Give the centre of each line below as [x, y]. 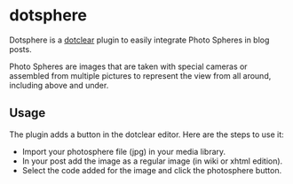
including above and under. [59, 85]
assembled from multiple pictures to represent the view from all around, [140, 75]
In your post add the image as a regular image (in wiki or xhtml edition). [152, 161]
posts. [21, 49]
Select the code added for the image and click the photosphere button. [152, 170]
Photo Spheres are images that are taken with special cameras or [128, 66]
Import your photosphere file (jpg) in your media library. [124, 151]
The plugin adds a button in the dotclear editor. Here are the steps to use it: [146, 134]
